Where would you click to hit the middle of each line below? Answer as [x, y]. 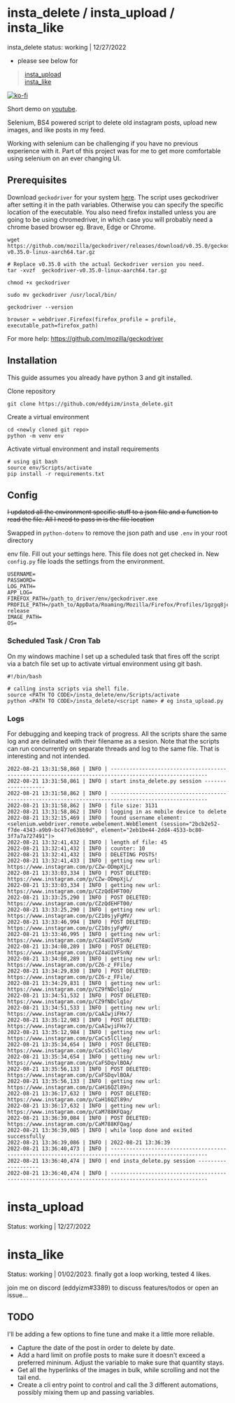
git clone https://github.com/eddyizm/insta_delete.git [90, 404]
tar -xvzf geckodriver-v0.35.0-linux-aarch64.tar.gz [87, 270]
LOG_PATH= [22, 587]
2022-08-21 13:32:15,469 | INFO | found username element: [95, 818]
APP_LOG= [20, 593]
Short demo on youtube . [42, 109]
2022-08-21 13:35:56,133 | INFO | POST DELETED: [79, 1069]
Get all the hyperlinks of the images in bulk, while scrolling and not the [119, 1369]
